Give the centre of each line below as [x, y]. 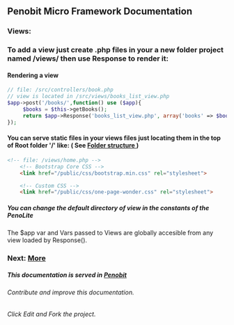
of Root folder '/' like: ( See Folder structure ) [73, 145]
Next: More [27, 258]
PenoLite [20, 215]
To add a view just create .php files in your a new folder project [116, 50]
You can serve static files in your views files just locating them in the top [114, 138]
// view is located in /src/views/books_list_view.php [88, 97]
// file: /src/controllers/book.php [60, 90]
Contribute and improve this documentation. [71, 292]
